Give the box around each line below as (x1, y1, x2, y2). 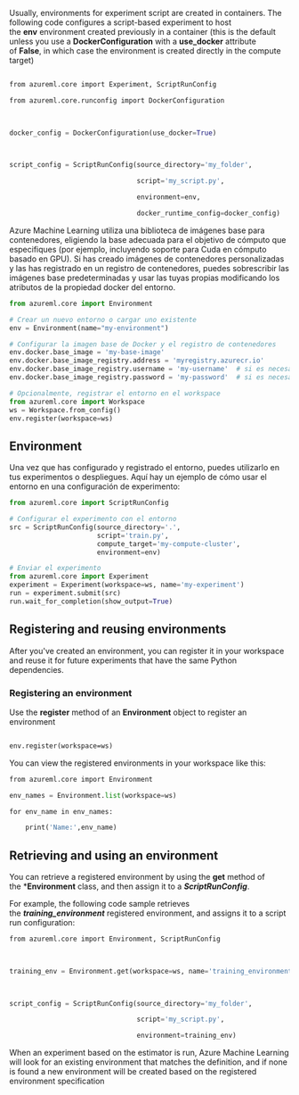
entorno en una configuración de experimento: (9, 481, 181, 492)
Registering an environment (9, 686, 133, 699)
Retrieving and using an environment (9, 848, 219, 863)
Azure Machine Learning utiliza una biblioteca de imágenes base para (9, 225, 265, 236)
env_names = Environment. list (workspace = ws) (9, 791, 177, 800)
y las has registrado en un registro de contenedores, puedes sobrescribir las (9, 262, 289, 273)
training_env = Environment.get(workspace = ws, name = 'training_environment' (9, 966, 296, 975)
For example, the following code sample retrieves (9, 899, 190, 909)
